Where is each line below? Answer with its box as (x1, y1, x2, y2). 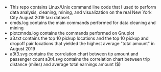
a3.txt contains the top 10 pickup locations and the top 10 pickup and (9, 35, 149, 41)
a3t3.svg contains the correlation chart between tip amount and (9, 51, 138, 57)
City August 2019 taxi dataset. (9, 15, 71, 20)
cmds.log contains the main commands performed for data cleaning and (9, 20, 156, 25)
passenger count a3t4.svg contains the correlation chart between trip (9, 56, 150, 62)
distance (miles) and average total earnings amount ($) (9, 61, 121, 67)
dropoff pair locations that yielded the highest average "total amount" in (9, 41, 155, 46)
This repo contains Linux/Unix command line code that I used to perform (9, 4, 157, 10)
